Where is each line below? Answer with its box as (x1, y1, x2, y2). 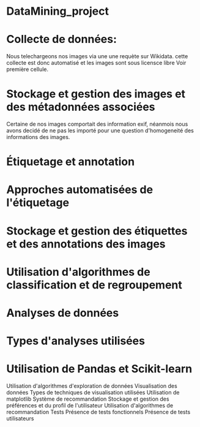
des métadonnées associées (6, 100, 155, 114)
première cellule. (6, 66, 49, 73)
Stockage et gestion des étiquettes (6, 224, 188, 238)
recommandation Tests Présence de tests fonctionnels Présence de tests (6, 409, 191, 416)
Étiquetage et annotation (6, 155, 135, 169)
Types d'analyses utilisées (6, 334, 146, 348)
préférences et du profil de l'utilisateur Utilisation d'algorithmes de (6, 402, 173, 409)
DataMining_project (6, 4, 109, 18)
